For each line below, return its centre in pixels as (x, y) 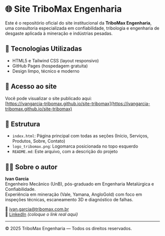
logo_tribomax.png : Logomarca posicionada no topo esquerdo (75, 146)
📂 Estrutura (23, 124)
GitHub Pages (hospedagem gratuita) (50, 66)
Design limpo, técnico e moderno (46, 71)
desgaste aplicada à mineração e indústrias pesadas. (59, 33)
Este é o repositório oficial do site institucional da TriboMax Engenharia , (78, 23)
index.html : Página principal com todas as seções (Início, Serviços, (80, 136)
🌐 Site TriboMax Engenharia (63, 9)
